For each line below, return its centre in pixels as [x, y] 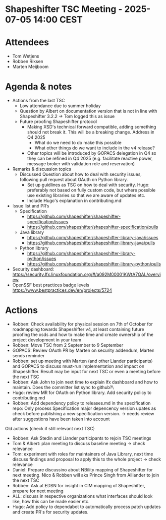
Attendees [27, 42]
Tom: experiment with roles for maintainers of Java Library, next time [83, 454]
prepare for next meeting [38, 491]
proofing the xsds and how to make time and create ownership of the [83, 334]
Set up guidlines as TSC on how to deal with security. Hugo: [88, 185]
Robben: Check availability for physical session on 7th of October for [83, 324]
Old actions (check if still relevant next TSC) [50, 428]
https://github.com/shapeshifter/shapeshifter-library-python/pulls [94, 264]
